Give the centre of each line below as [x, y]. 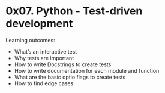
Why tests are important [44, 58]
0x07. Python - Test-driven [74, 11]
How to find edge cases [44, 83]
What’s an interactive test [46, 51]
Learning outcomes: [30, 40]
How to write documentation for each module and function [87, 70]
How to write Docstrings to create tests [63, 64]
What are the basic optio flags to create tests [70, 77]
